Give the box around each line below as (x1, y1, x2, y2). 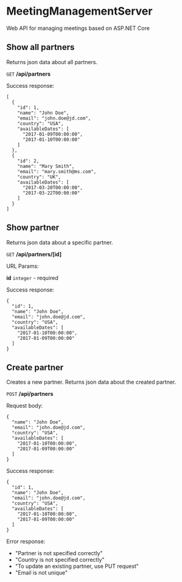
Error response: (6, 538, 46, 545)
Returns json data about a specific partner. (6, 239, 114, 246)
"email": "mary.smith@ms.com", (17, 168, 97, 174)
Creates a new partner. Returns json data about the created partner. (6, 378, 177, 386)
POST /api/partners (6, 390, 54, 398)
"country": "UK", (17, 174, 61, 180)
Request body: (6, 402, 43, 409)
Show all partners (6, 42, 75, 52)
